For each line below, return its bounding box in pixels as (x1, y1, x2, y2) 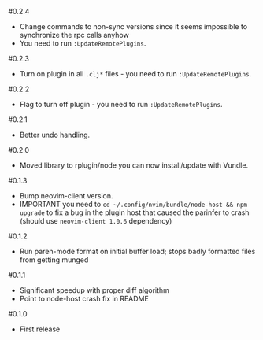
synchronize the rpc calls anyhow (19, 31, 130, 39)
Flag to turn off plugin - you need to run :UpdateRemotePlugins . (19, 100, 223, 109)
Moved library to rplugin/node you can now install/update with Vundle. (19, 161, 249, 170)
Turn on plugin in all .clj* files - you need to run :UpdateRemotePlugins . (19, 69, 252, 78)
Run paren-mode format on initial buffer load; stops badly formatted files (19, 247, 256, 256)
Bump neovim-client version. (19, 191, 113, 200)
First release (19, 324, 61, 334)
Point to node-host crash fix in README (19, 294, 150, 303)
